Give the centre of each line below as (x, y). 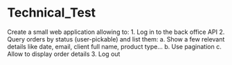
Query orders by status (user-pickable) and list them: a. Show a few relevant (116, 39)
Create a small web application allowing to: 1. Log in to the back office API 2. (116, 32)
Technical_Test (52, 13)
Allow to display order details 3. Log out (64, 54)
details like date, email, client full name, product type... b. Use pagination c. (114, 46)
